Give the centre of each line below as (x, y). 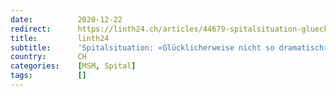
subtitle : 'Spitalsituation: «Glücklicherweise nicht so (142, 47)
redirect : (31, 29)
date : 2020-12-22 (66, 19)
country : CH (48, 57)
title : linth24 (60, 38)
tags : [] (48, 76)
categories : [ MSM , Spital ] (73, 66)
